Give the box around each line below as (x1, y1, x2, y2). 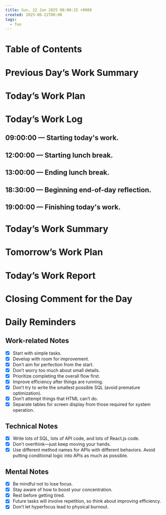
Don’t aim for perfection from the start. (12, 361, 94, 367)
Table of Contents (5, 44, 82, 55)
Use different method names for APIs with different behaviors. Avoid (12, 447, 156, 453)
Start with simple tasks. (12, 350, 62, 356)
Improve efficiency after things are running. (12, 379, 104, 385)
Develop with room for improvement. (12, 356, 90, 362)
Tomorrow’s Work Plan (5, 246, 103, 258)
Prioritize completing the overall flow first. (12, 373, 101, 379)
